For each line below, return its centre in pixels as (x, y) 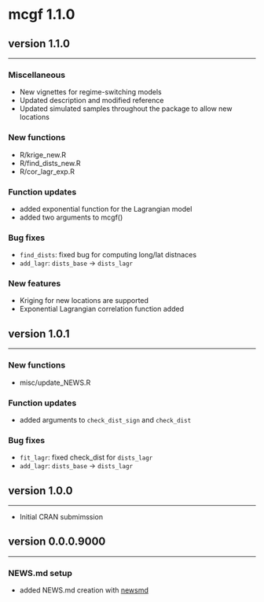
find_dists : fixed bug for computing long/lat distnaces (108, 255)
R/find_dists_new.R (50, 163)
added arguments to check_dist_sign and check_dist (105, 419)
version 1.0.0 (40, 491)
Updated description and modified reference (92, 101)
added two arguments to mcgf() (71, 217)
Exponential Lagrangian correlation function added (102, 309)
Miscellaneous (37, 75)
